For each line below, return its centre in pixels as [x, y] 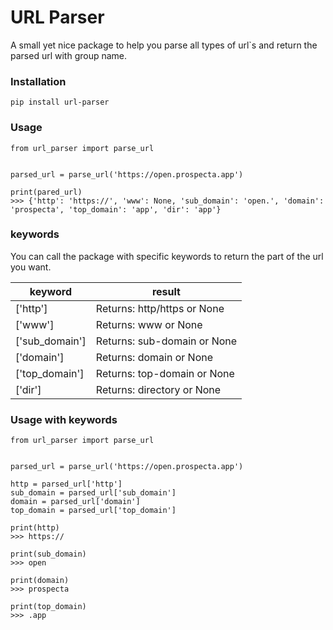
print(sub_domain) [48, 554]
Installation [38, 81]
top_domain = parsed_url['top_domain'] [93, 511]
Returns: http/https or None [160, 308]
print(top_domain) [48, 607]
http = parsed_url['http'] [66, 484]
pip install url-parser [60, 102]
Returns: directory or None [158, 389]
